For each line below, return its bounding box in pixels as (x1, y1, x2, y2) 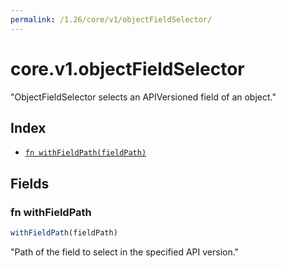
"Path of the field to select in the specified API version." (10, 246, 240, 258)
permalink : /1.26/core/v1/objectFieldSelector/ (10, 14, 213, 25)
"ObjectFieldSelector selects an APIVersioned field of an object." (10, 91, 277, 103)
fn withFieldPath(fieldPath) (24, 148, 147, 158)
